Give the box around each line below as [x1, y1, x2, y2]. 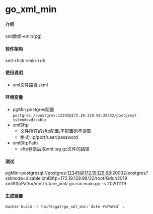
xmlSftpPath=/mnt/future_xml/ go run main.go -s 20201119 [5, 181, 127, 187]
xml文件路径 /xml [12, 82, 48, 88]
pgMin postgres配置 [12, 106, 54, 112]
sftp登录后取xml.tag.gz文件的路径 [20, 146, 90, 152]
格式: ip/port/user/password [20, 134, 78, 140]
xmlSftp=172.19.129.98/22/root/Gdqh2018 [42, 175, 127, 181]
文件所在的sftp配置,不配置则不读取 [20, 128, 92, 134]
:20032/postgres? [111, 170, 148, 176]
